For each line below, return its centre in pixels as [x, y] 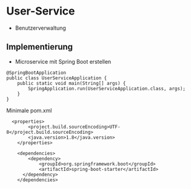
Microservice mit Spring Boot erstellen [63, 61]
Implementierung [40, 47]
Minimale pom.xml [29, 110]
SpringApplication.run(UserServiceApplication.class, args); [107, 88]
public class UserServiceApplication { [57, 78]
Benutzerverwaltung [41, 28]
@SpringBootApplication [36, 73]
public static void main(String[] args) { [72, 83]
